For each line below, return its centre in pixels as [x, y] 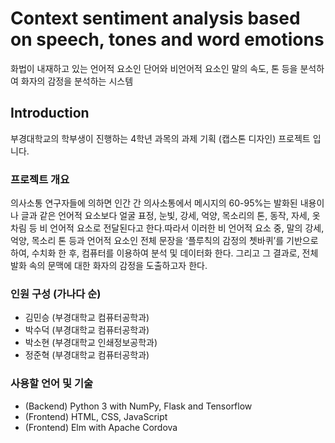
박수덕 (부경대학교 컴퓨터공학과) [87, 330]
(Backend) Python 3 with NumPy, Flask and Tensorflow [138, 406]
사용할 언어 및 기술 [52, 384]
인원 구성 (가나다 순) [56, 294]
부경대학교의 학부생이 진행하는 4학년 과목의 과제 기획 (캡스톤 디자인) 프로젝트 [160, 138]
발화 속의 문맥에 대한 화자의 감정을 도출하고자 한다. [109, 266]
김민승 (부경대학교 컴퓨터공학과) [87, 318]
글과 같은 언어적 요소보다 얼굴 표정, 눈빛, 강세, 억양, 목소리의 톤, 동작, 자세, [165, 216]
